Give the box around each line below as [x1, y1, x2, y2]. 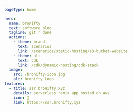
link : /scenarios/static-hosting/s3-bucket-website [17, 48, 128, 54]
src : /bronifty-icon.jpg [13, 72, 65, 77]
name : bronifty [9, 21, 41, 26]
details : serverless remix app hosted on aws [13, 90, 110, 95]
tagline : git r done [9, 30, 52, 35]
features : [4, 81, 25, 86]
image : [9, 67, 23, 72]
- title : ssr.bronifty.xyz [9, 86, 65, 91]
